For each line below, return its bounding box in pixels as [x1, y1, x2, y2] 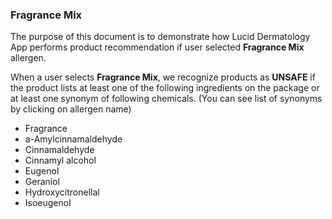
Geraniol [24, 176, 60, 188]
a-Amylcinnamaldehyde [24, 133, 123, 145]
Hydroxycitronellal [24, 186, 100, 198]
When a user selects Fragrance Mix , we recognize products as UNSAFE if [10, 71, 316, 83]
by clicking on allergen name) [10, 103, 132, 115]
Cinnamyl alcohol [24, 154, 97, 167]
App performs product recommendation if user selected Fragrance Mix [10, 41, 305, 53]
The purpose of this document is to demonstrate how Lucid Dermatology [10, 31, 311, 43]
